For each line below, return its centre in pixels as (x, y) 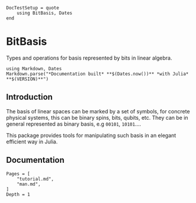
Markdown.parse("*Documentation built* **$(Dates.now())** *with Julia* (97, 74)
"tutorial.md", (35, 179)
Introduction (30, 97)
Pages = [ (18, 173)
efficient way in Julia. (32, 142)
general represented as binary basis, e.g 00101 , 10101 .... (74, 124)
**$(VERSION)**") (27, 79)
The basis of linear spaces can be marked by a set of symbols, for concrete (98, 111)
